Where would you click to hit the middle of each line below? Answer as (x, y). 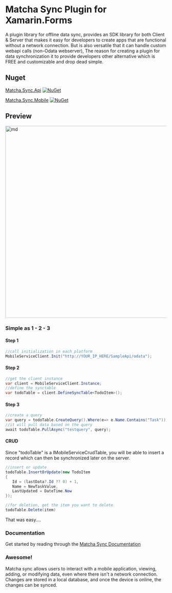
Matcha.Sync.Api (23, 90)
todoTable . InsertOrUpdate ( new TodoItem (48, 472)
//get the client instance (34, 378)
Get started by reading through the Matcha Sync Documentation (73, 544)
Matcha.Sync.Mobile (27, 100)
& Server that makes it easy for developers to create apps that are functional (86, 40)
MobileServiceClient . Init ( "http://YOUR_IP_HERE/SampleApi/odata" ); (79, 356)
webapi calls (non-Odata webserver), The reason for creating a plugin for (83, 51)
